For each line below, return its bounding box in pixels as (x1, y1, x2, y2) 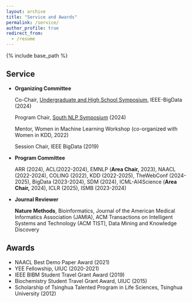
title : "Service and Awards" (6, 14, 78, 20)
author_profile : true (6, 25, 59, 31)
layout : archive (6, 8, 46, 15)
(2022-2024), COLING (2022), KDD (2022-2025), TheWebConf (14, 172, 169, 179)
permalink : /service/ (6, 19, 59, 25)
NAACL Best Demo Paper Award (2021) (14, 258, 110, 265)
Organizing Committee (14, 85, 72, 92)
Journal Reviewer (14, 195, 59, 203)
